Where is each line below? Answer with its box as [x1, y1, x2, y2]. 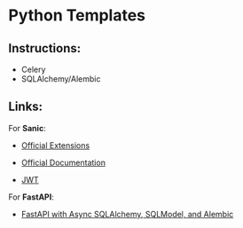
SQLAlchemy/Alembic [20, 74, 101, 84]
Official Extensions [20, 139, 90, 151]
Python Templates [8, 5, 146, 26]
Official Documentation [20, 157, 106, 168]
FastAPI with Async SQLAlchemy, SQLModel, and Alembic [20, 208, 234, 219]
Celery [20, 64, 46, 75]
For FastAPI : [8, 192, 54, 202]
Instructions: [8, 41, 82, 56]
